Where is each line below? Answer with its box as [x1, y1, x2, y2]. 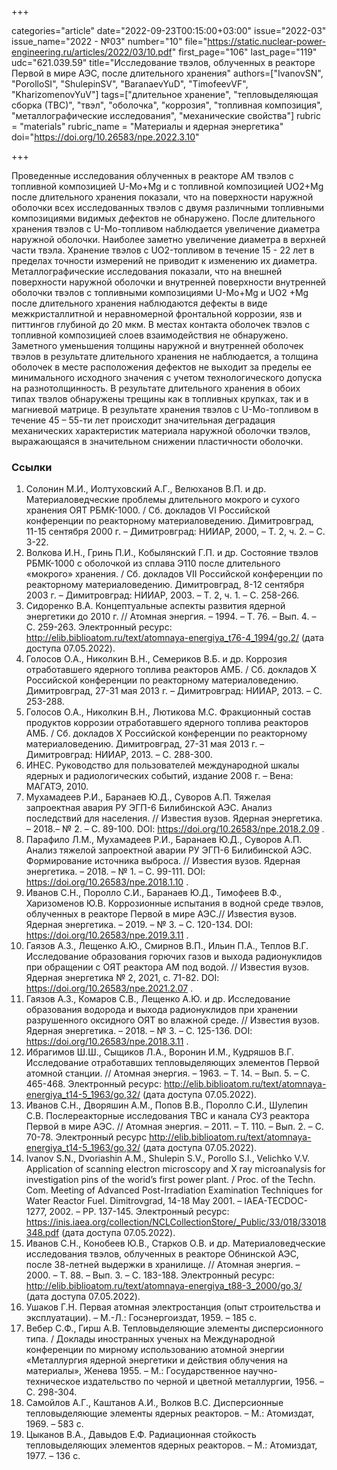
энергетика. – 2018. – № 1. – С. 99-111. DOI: [25, 866, 206, 878]
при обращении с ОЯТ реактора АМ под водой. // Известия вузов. [25, 961, 310, 973]
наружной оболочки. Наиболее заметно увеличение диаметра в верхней [11, 234, 326, 245]
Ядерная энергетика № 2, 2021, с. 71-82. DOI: [25, 972, 220, 984]
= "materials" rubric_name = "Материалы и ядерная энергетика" [11, 121, 284, 132]
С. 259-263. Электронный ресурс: [25, 621, 173, 633]
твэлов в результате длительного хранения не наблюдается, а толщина [11, 351, 319, 362]
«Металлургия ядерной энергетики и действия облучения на [25, 1354, 288, 1366]
